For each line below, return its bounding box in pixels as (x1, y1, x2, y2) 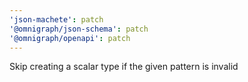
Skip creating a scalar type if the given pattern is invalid (9, 61, 239, 73)
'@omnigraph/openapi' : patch (9, 33, 131, 43)
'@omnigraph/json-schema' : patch (9, 24, 149, 34)
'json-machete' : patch (9, 14, 104, 25)
